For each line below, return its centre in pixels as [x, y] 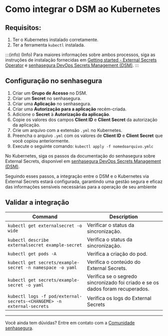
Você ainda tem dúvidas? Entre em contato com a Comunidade [70, 322]
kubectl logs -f [27, 296]
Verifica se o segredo [112, 276]
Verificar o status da [110, 225]
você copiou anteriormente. [41, 140]
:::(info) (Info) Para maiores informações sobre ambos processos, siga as [80, 54]
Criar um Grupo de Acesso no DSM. [50, 93]
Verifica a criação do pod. [117, 253]
